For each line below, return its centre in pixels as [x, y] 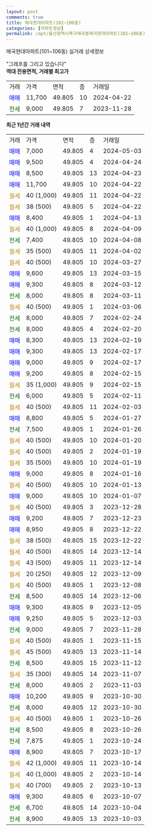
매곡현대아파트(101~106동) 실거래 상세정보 [55, 52]
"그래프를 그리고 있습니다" [36, 64]
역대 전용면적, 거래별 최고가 [38, 71]
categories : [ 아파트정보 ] [35, 28]
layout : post [22, 12]
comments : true [25, 17]
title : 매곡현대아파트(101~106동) [44, 23]
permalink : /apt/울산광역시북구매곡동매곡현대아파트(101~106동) [76, 34]
